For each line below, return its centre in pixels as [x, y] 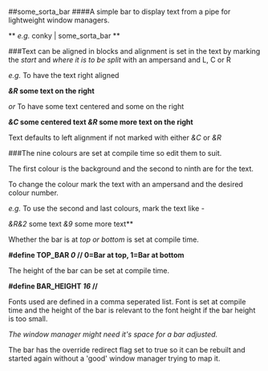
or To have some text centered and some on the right [96, 106]
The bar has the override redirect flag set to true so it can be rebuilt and [127, 350]
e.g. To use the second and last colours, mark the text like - [106, 208]
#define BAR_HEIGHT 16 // [53, 286]
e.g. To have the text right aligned [64, 75]
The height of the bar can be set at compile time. [89, 271]
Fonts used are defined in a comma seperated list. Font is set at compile [127, 302]
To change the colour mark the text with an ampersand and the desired [126, 184]
